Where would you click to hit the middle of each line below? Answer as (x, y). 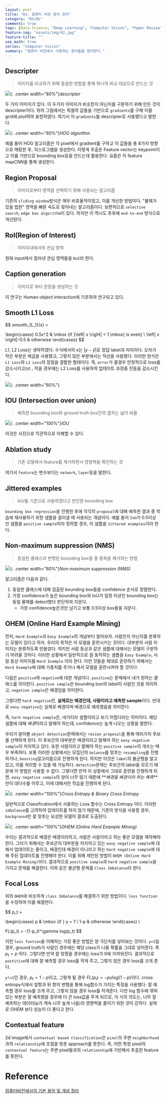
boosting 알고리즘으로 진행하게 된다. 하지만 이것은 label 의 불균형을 (84, 758)
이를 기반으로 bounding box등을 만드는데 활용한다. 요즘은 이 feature (76, 156)
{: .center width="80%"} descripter (45, 94)
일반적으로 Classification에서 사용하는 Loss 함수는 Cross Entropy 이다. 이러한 (81, 804)
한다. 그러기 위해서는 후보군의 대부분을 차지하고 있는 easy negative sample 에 (80, 843)
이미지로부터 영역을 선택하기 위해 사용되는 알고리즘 (66, 190)
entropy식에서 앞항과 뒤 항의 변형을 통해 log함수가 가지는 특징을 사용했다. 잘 (79, 985)
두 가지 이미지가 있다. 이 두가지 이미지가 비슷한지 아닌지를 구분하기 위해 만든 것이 (83, 104)
